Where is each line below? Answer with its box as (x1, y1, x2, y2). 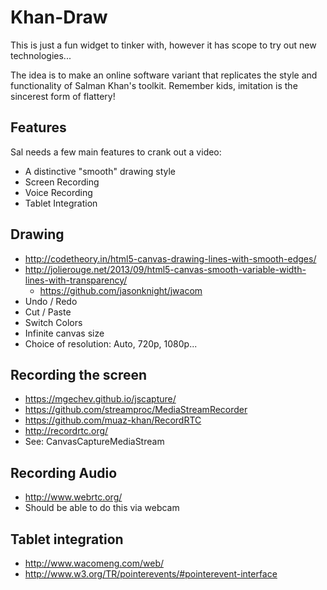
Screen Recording (24, 176, 100, 188)
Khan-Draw (10, 6, 108, 29)
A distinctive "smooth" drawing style (24, 165, 177, 177)
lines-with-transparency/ (24, 274, 128, 286)
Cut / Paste (24, 306, 72, 318)
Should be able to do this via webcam (24, 502, 180, 514)
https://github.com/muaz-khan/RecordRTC (24, 414, 202, 426)
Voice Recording (24, 186, 93, 198)
